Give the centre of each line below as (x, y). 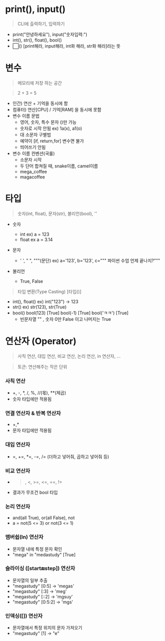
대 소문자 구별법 (35, 134)
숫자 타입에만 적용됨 (32, 399)
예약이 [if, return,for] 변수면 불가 (52, 141)
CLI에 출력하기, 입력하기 (41, 24)
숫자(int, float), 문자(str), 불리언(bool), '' (57, 213)
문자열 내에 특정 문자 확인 (37, 549)
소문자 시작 (31, 159)
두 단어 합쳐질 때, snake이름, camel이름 (59, 166)
